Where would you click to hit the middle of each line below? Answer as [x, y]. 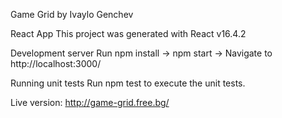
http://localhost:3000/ [56, 63]
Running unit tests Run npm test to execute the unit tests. [128, 83]
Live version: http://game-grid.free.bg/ [90, 102]
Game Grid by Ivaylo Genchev [72, 14]
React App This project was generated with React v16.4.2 [128, 33]
